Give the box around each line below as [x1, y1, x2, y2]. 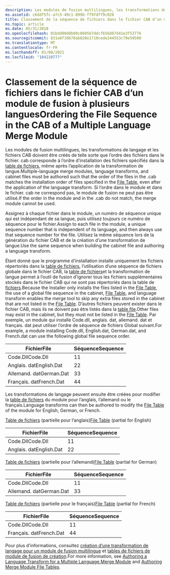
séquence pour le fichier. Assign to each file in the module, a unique [5, 221, 146, 227]
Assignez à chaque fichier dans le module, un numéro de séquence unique [5, 211, 161, 217]
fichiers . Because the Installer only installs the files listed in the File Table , [5, 284, 158, 291]
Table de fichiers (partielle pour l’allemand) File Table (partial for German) [5, 459, 157, 465]
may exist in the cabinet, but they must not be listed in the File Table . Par [5, 312, 157, 318]
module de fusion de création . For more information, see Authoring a [5, 553, 147, 559]
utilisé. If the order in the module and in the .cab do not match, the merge [5, 195, 157, 201]
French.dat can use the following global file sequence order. [5, 333, 131, 339]
